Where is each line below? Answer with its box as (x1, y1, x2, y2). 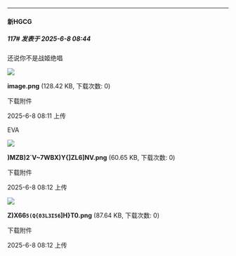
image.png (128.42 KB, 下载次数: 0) (7, 81, 111, 90)
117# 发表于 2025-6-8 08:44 (7, 34, 91, 43)
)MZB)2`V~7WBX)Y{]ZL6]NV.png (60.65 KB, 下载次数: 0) (7, 153, 176, 161)
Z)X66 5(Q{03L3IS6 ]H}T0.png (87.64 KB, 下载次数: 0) (7, 211, 160, 220)
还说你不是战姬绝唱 (7, 53, 63, 62)
